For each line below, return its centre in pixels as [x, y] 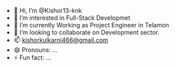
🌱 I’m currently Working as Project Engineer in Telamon [91, 25]
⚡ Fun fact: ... [32, 57]
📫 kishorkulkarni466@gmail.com [61, 40]
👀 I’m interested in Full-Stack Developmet [72, 18]
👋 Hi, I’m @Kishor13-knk [48, 11]
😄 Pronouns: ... [36, 50]
